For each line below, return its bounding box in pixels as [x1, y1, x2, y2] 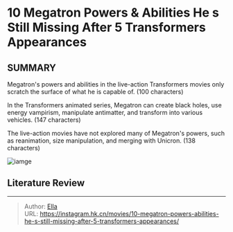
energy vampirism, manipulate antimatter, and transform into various [7, 109, 203, 116]
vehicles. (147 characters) [7, 116, 81, 124]
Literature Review [7, 177, 85, 189]
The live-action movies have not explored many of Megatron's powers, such [7, 130, 225, 137]
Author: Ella [24, 202, 58, 211]
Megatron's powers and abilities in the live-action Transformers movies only [7, 80, 225, 88]
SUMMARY [7, 62, 57, 73]
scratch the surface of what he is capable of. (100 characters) [7, 88, 184, 96]
